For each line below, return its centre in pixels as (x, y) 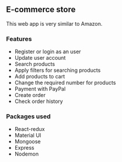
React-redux (30, 129)
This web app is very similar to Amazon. (54, 23)
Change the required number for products (65, 83)
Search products (35, 64)
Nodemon (27, 154)
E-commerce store (41, 10)
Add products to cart (40, 77)
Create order (30, 95)
